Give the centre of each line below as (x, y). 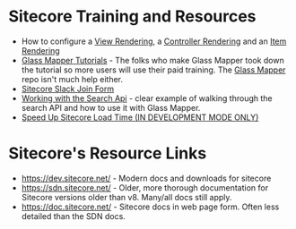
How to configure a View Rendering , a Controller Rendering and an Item (154, 41)
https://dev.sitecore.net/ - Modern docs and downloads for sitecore (146, 178)
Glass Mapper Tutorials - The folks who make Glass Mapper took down (152, 60)
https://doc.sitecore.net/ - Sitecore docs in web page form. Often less (150, 207)
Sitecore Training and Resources (132, 17)
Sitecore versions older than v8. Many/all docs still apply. (126, 197)
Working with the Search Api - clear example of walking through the (147, 98)
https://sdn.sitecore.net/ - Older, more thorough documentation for (145, 187)
